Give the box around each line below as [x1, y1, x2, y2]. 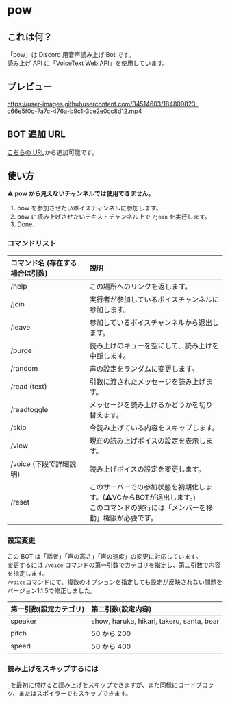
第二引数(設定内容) [91, 605, 152, 614]
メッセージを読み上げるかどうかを [89, 400, 200, 409]
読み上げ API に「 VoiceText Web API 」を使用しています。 [7, 59, 169, 67]
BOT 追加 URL [7, 129, 66, 141]
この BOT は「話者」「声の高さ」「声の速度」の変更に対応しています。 [7, 553, 202, 561]
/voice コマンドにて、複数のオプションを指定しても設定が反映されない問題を [7, 578, 223, 586]
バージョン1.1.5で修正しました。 [7, 587, 97, 595]
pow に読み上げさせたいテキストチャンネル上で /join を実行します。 [16, 213, 211, 221]
